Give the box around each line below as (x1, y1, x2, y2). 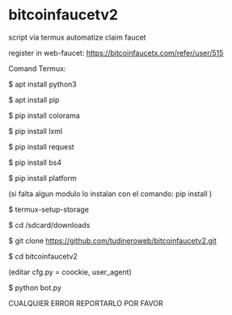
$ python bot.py (8, 283, 62, 292)
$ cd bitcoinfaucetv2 (8, 251, 78, 261)
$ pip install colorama (8, 111, 81, 120)
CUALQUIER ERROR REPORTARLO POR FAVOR (8, 298, 163, 308)
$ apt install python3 (8, 79, 77, 89)
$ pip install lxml (8, 126, 63, 136)
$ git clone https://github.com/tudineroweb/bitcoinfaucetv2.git (8, 236, 217, 246)
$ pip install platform (8, 173, 77, 183)
